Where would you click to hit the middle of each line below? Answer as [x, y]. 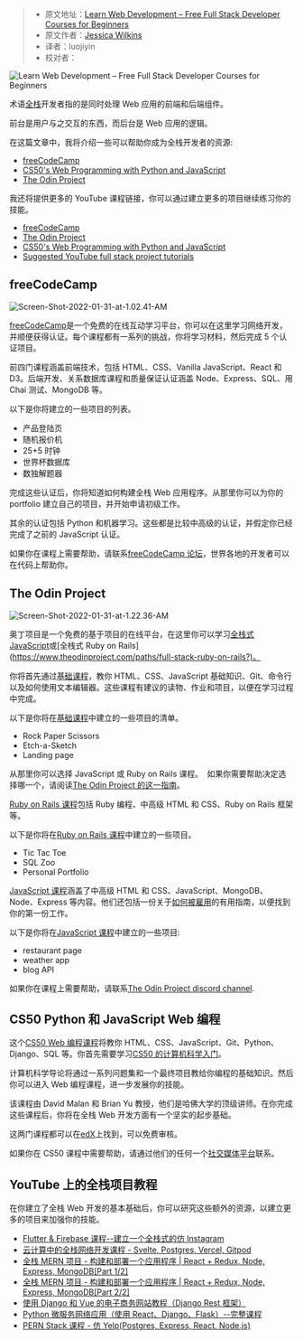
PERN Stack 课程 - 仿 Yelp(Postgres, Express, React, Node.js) [136, 1326]
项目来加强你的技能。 [64, 1220]
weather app [46, 960]
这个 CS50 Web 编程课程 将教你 [66, 1043]
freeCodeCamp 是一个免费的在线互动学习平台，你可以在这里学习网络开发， [148, 325]
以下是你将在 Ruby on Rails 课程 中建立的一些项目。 [103, 834]
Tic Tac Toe [44, 852]
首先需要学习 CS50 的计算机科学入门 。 [156, 1054]
